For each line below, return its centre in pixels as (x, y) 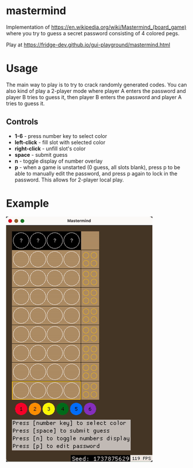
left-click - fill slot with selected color (60, 142)
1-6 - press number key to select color (61, 136)
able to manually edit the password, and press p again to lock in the (96, 173)
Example (27, 203)
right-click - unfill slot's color (50, 149)
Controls (22, 122)
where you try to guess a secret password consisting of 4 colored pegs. (93, 33)
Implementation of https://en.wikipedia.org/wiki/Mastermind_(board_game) (96, 27)
